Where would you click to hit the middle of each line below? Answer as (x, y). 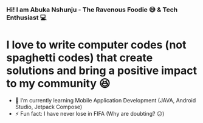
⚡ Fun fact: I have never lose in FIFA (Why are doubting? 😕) (90, 113)
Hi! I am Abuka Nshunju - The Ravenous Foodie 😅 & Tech (92, 10)
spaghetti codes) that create (80, 58)
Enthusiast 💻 (26, 18)
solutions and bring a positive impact (102, 71)
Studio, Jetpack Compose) (49, 107)
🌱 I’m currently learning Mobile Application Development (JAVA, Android (105, 100)
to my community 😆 (58, 84)
